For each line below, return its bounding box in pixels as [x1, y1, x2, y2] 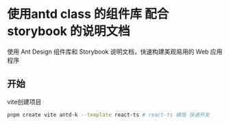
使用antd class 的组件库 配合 [7, 6, 169, 22]
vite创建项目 [7, 98, 42, 106]
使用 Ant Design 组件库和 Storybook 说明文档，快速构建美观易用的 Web [7, 47, 209, 56]
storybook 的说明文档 [7, 23, 130, 39]
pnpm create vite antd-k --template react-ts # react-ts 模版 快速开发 [7, 111, 210, 118]
